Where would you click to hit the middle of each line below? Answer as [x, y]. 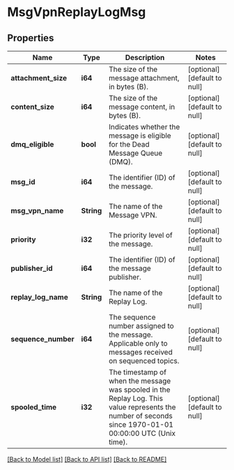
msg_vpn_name [37, 211]
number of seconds [141, 416]
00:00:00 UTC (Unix [142, 433]
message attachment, [144, 78]
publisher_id [32, 268]
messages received [141, 352]
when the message [140, 381]
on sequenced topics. [144, 361]
